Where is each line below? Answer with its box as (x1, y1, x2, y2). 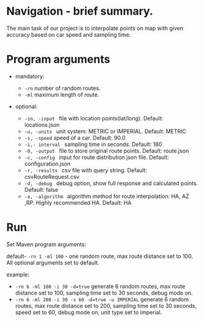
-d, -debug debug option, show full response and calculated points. (24, 179, 198, 187)
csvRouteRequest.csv (24, 173, 80, 180)
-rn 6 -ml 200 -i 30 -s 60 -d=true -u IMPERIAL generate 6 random (15, 295, 189, 303)
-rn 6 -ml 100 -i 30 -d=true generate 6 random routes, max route (15, 282, 186, 290)
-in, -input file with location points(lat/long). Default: (24, 114, 164, 122)
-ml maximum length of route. (24, 90, 99, 98)
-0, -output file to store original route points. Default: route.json (24, 147, 189, 154)
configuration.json (24, 160, 70, 167)
